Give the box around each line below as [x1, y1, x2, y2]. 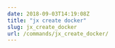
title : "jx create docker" [7, 17, 87, 24]
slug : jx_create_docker [7, 23, 78, 30]
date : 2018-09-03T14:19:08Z [7, 10, 90, 18]
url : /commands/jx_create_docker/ [7, 30, 109, 37]
